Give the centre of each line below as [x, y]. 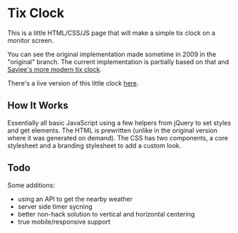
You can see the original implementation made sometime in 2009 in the [112, 54]
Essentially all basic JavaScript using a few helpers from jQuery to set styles [119, 123]
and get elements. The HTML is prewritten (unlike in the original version [112, 130]
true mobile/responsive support [64, 222]
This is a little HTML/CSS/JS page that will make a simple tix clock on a [112, 33]
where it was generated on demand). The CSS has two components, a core [118, 138]
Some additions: [31, 185]
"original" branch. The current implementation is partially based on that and [118, 61]
